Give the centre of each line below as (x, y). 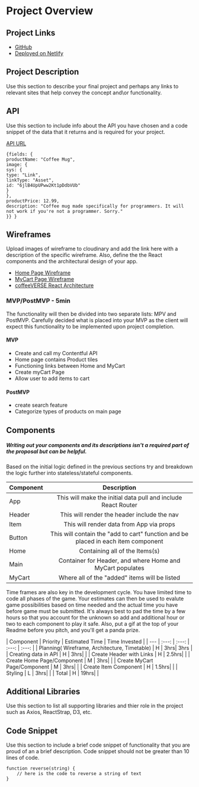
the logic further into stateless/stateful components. (70, 473)
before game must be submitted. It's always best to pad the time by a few (96, 611)
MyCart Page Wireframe (44, 279)
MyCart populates (119, 568)
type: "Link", (24, 175)
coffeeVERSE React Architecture (54, 285)
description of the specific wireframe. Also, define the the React (84, 255)
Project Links (31, 33)
